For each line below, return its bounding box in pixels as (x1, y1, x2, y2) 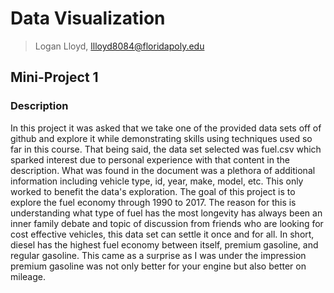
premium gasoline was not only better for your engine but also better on (10, 260, 307, 272)
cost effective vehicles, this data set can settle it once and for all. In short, (10, 228, 315, 240)
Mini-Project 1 (10, 69, 99, 86)
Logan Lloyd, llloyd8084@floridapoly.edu (34, 40, 205, 52)
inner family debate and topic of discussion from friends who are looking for (10, 217, 324, 229)
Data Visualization (10, 7, 166, 30)
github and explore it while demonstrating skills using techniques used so (10, 132, 313, 144)
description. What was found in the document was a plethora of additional (10, 164, 316, 176)
